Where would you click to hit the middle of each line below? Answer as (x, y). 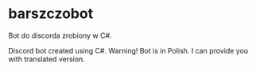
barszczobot (51, 14)
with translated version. (47, 59)
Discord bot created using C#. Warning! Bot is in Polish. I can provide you (128, 50)
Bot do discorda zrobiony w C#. (60, 35)
